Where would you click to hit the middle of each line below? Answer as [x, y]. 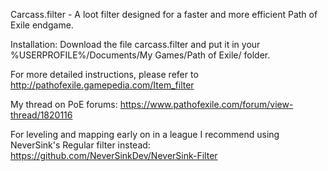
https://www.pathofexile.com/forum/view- [206, 104]
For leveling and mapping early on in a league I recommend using [145, 134]
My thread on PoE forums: [64, 104]
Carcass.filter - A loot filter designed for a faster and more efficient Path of [164, 14]
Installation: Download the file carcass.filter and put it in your [135, 44]
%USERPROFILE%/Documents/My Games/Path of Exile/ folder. [140, 55]
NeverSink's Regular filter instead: [80, 145]
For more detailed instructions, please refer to [104, 74]
